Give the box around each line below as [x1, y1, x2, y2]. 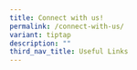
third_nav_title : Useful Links [9, 47, 129, 56]
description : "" [9, 38, 71, 48]
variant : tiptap [9, 30, 71, 39]
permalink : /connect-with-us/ [9, 22, 125, 31]
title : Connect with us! [9, 13, 104, 23]
